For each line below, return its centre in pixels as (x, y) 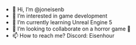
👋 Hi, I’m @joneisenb (38, 9)
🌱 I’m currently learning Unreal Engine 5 (62, 22)
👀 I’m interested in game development (60, 16)
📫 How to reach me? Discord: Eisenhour (63, 36)
